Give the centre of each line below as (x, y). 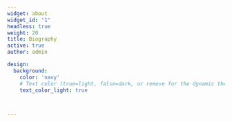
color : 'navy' (40, 77)
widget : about (28, 13)
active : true (26, 45)
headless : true (29, 26)
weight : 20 (23, 33)
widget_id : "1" (29, 20)
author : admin (28, 52)
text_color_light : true (54, 90)
